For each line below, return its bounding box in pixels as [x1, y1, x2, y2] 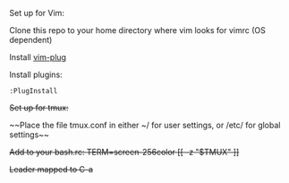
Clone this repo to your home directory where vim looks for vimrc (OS [9, 25, 266, 35]
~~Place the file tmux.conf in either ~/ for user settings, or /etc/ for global [9, 120, 281, 130]
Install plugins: [9, 69, 63, 80]
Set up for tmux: [9, 102, 69, 113]
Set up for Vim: [9, 8, 65, 18]
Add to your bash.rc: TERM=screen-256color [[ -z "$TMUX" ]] [9, 147, 240, 157]
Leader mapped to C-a [9, 164, 94, 174]
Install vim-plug [9, 52, 67, 62]
